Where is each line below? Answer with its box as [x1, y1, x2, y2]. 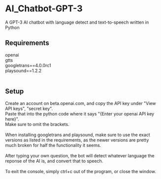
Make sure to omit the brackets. [5, 121, 70, 127]
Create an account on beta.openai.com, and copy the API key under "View [5, 100, 156, 106]
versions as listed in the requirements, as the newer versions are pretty [5, 137, 149, 143]
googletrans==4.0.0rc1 [5, 62, 51, 68]
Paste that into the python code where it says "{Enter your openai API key [5, 110, 154, 116]
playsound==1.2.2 [5, 68, 42, 73]
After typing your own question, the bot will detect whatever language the [5, 152, 155, 158]
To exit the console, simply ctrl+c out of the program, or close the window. [5, 168, 156, 174]
